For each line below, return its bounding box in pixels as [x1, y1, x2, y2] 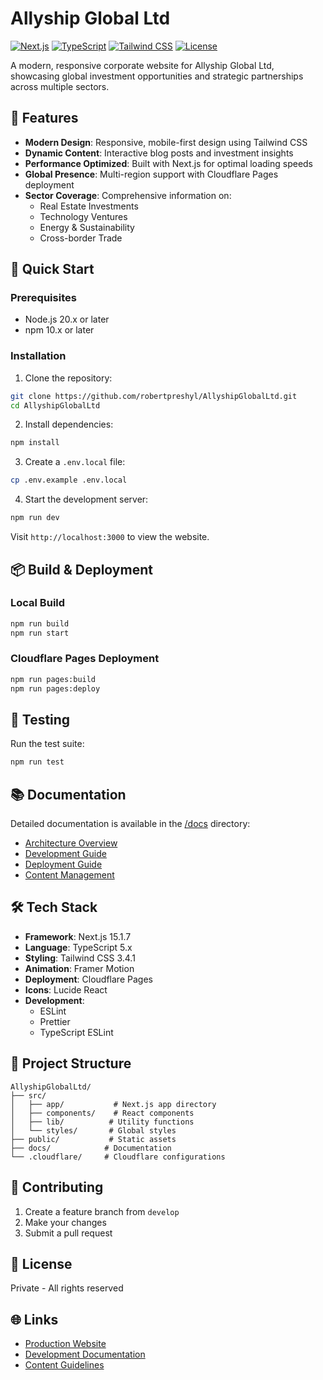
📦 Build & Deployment [10, 561, 153, 578]
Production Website [24, 1338, 107, 1350]
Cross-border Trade [39, 232, 123, 244]
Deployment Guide [24, 858, 103, 871]
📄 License [10, 1255, 73, 1272]
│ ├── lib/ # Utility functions [10, 1117, 195, 1127]
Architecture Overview [24, 837, 118, 849]
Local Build [10, 596, 66, 610]
